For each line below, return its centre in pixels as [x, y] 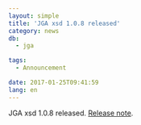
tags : [17, 60]
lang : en [23, 90]
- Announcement [41, 68]
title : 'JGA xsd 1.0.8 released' [64, 23]
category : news [34, 31]
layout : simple [34, 16]
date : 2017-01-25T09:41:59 [54, 82]
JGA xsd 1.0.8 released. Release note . [71, 113]
